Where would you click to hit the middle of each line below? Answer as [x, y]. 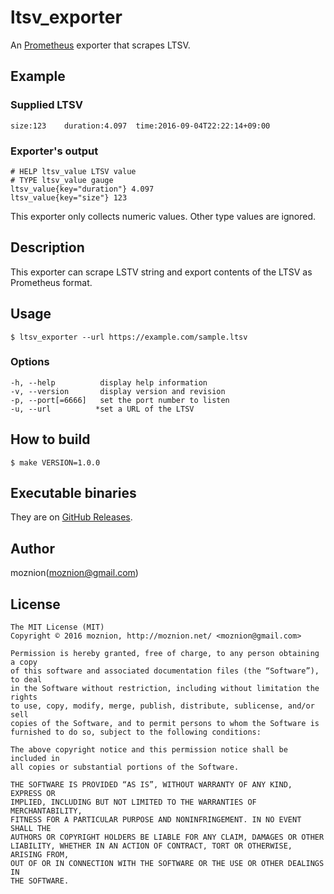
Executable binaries [73, 493]
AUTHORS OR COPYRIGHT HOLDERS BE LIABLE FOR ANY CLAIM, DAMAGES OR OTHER [167, 837]
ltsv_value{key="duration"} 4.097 [82, 189]
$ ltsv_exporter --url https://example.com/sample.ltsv [129, 337]
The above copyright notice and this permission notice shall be [149, 750]
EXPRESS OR [33, 794]
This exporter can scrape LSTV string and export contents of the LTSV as [161, 272]
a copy [24, 662]
